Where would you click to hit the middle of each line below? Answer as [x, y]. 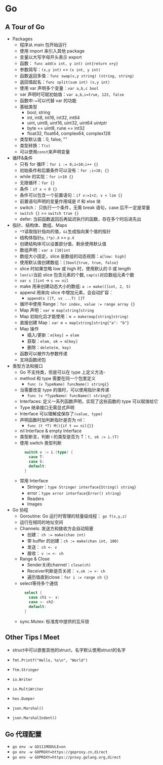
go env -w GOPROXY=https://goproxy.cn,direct [60, 752]
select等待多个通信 [39, 583]
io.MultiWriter [28, 689]
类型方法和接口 [27, 366]
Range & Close [35, 559]
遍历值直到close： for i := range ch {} [68, 577]
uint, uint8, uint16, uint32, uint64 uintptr [67, 123]
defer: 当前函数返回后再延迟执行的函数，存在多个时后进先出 [81, 219]
